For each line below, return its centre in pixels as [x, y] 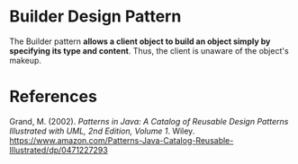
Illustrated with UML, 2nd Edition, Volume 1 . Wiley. [102, 131]
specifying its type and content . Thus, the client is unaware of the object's [149, 50]
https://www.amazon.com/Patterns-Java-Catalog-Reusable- [122, 140]
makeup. [26, 60]
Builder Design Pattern [95, 17]
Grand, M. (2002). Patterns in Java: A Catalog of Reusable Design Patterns [149, 121]
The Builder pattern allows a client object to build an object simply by [140, 41]
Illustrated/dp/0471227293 [59, 150]
